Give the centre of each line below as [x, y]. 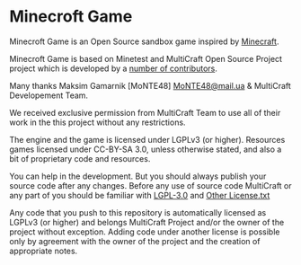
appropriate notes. [44, 251]
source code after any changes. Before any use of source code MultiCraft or [150, 185]
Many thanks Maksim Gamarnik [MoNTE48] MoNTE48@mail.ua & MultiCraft [150, 85]
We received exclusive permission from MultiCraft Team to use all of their [145, 112]
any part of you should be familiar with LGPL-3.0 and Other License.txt [140, 195]
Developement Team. [49, 95]
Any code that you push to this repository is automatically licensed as [138, 212]
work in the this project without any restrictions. [97, 122]
